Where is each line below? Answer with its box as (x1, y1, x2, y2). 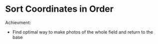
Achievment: (5, 20, 31, 25)
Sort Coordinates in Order (5, 3, 114, 15)
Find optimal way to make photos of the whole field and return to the (12, 29, 154, 35)
